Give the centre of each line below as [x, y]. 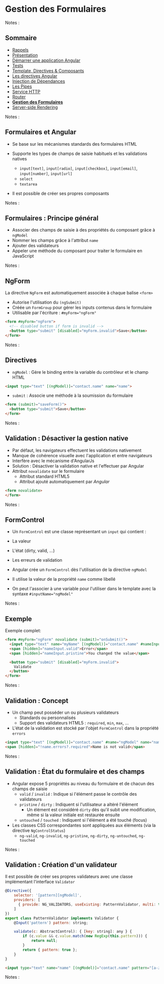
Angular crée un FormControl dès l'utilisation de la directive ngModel [80, 570]
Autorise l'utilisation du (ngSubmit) [47, 302]
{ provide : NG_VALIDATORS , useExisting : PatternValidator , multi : [87, 905]
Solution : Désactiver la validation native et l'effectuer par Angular [78, 466]
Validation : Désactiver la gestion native [67, 438]
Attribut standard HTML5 [44, 476]
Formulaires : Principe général [52, 218]
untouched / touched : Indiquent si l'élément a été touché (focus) [83, 820]
